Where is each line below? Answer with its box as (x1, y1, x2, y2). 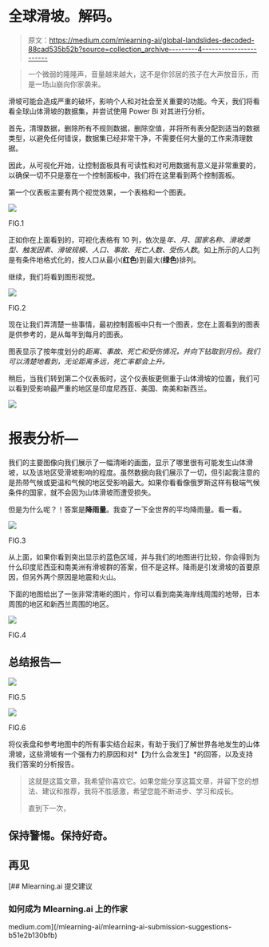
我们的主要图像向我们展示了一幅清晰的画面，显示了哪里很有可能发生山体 (8, 457, 246, 467)
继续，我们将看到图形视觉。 (8, 271, 100, 281)
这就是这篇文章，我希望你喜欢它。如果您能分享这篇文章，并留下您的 (27, 776, 252, 785)
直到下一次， (27, 803, 70, 813)
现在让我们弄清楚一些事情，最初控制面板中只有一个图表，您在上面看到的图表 (8, 319, 260, 329)
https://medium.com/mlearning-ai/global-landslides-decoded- (49, 35, 255, 45)
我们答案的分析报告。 (8, 759, 78, 768)
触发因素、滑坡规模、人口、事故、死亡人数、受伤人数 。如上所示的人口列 (22, 245, 260, 255)
